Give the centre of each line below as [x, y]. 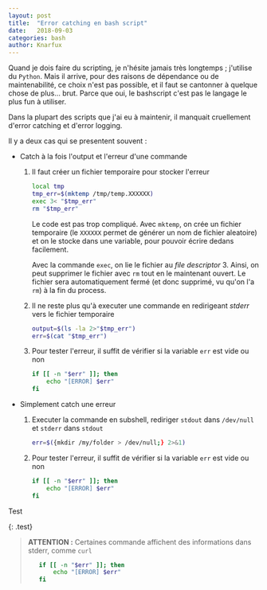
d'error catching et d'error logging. [65, 126]
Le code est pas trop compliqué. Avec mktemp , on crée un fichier [136, 224]
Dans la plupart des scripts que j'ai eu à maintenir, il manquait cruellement [130, 117]
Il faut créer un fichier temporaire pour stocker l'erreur [120, 172]
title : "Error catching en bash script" [78, 23]
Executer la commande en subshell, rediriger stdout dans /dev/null [143, 420]
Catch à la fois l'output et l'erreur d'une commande [104, 157]
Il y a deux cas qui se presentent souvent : [78, 141]
